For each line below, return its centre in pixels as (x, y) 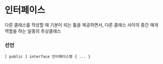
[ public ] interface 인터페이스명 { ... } (48, 57)
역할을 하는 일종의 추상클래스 (33, 31)
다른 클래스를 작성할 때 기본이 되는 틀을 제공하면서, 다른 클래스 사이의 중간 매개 (81, 25)
